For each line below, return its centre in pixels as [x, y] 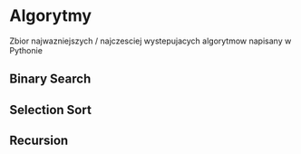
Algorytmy [51, 16]
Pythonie [26, 50]
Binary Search [50, 79]
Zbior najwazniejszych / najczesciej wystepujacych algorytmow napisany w [150, 41]
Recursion [39, 141]
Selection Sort [51, 110]
